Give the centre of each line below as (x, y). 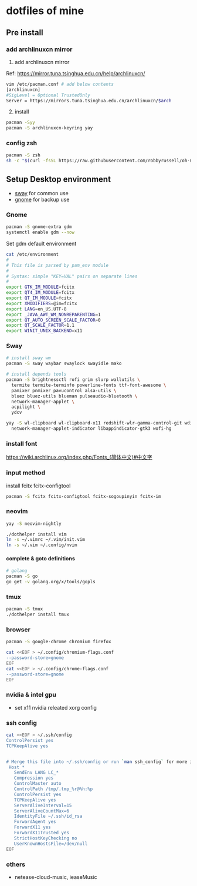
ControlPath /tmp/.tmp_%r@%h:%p (53, 789)
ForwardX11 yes (32, 827)
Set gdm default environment (41, 244)
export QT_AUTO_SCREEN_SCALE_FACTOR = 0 (53, 320)
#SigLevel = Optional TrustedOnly (48, 95)
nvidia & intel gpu (31, 695)
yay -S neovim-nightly (34, 524)
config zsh (21, 143)
